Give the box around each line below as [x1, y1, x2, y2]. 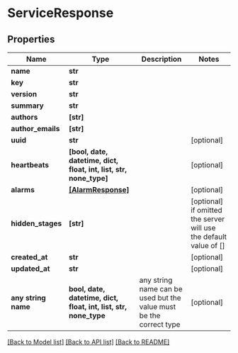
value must [139, 302, 176, 311]
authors [11, 112, 38, 122]
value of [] [191, 241, 225, 250]
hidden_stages [11, 218, 62, 228]
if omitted [191, 206, 223, 215]
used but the [139, 293, 182, 303]
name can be [139, 284, 183, 293]
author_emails [11, 124, 60, 133]
